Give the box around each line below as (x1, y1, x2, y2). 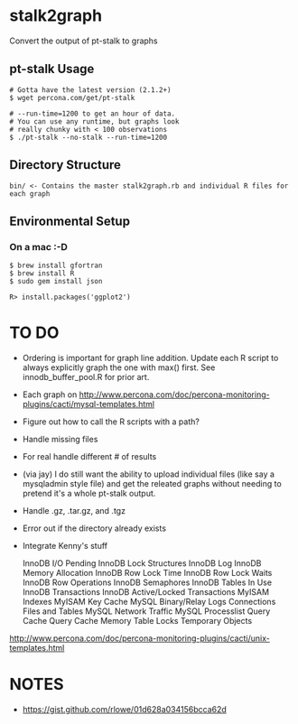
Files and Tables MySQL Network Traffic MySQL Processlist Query (22, 606, 271, 617)
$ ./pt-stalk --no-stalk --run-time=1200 (9, 133, 168, 142)
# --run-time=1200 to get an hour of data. (9, 109, 176, 118)
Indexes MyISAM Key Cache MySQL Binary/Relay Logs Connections (22, 597, 276, 608)
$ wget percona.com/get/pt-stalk (9, 93, 135, 102)
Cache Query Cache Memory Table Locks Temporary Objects (22, 616, 253, 627)
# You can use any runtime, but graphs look (9, 116, 180, 126)
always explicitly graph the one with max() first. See (22, 362, 216, 373)
